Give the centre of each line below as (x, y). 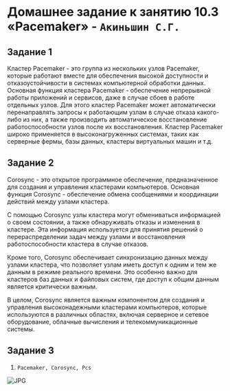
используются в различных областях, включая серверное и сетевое (108, 314)
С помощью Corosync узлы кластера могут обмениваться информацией (114, 214)
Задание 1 (30, 52)
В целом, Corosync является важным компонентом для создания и (106, 300)
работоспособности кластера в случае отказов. (78, 244)
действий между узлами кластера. (58, 201)
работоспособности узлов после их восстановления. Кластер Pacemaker (115, 127)
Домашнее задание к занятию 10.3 (113, 12)
